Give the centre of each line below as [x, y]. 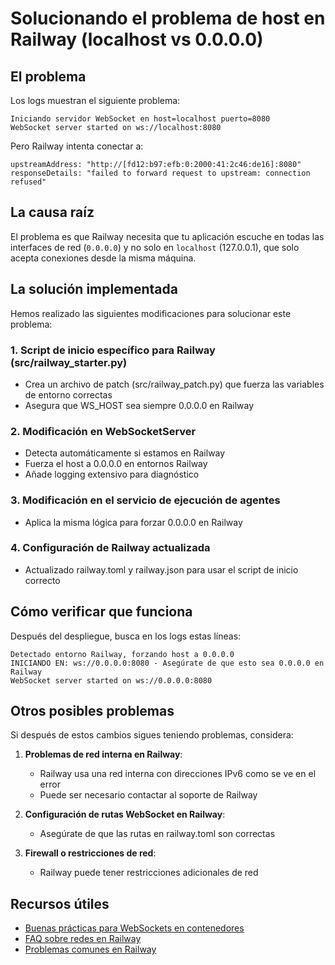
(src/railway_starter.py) [69, 362]
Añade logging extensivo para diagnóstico [112, 474]
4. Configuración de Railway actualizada [110, 548]
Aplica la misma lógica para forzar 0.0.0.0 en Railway [133, 522]
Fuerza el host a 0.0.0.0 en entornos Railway [116, 464]
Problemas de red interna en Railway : [103, 754]
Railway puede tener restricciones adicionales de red [149, 873]
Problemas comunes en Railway [90, 949]
